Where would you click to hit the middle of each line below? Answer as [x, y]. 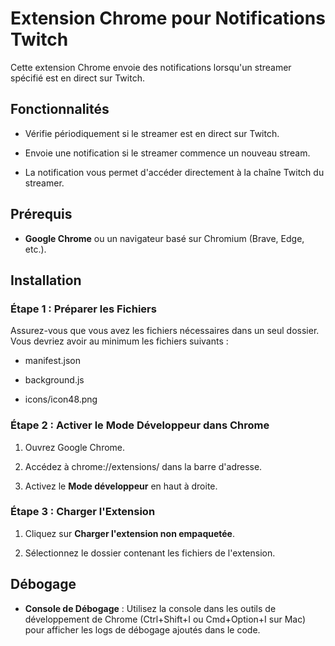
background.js [54, 380]
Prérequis [41, 214]
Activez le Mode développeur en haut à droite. [121, 486]
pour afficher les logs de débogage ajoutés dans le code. [142, 629]
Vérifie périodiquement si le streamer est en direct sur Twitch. [152, 133]
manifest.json [52, 361]
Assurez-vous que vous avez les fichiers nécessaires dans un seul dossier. [165, 331]
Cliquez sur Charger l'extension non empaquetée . [130, 533]
